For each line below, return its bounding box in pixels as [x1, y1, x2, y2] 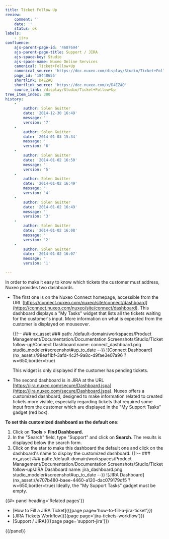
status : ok [14, 26, 37, 31]
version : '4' [23, 190, 51, 195]
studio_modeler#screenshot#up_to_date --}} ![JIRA [12, 471, 119, 477]
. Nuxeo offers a [111, 388, 145, 394]
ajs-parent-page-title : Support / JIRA [14, 49, 98, 55]
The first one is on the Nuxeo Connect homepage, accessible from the [12, 294, 158, 300]
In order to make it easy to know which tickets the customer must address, [5, 279, 160, 285]
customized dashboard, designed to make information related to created [12, 393, 162, 399]
